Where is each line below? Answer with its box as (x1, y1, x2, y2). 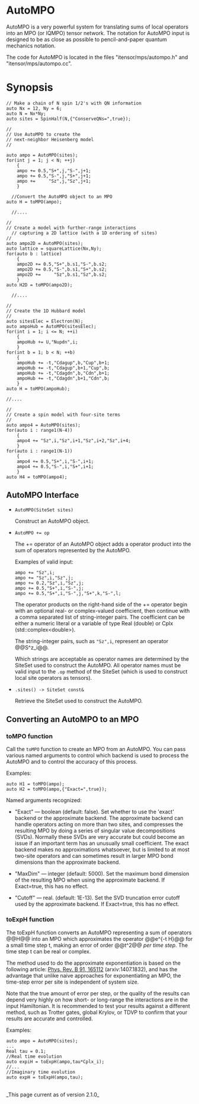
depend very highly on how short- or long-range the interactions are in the (6, 996, 188, 1003)
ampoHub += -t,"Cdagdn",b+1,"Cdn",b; (17, 375, 110, 381)
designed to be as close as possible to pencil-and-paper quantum (6, 36, 168, 43)
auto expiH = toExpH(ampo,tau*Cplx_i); (6, 1058, 105, 1065)
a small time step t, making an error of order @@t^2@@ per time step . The (6, 941, 188, 949)
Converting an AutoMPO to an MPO (6, 714, 139, 724)
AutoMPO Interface (6, 490, 79, 500)
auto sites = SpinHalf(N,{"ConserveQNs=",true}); (6, 116, 131, 122)
